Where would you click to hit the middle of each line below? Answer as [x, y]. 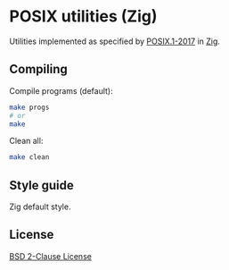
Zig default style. [40, 207]
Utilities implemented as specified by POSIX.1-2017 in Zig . [115, 41]
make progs [29, 107]
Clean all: [26, 141]
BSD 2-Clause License [50, 256]
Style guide [41, 185]
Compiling [39, 69]
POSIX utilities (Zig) [83, 17]
